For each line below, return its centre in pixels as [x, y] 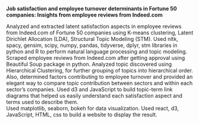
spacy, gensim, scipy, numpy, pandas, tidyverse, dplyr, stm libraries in [92, 45]
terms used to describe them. [42, 102]
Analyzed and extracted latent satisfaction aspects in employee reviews [94, 26]
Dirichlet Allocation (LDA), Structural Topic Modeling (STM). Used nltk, [92, 39]
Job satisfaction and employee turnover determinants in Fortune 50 [91, 9]
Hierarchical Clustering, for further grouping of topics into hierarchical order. [99, 70]
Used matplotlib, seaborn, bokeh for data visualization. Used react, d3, [93, 108]
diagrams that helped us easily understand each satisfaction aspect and [94, 96]
